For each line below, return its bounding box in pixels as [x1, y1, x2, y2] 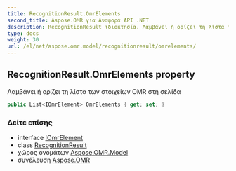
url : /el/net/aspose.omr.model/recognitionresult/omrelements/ [7, 43, 197, 50]
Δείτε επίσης [7, 117, 53, 127]
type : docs [7, 29, 39, 37]
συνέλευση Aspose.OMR [17, 156, 91, 164]
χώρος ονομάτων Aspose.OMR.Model [17, 148, 129, 156]
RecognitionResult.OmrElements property [7, 69, 195, 81]
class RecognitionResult [17, 141, 87, 149]
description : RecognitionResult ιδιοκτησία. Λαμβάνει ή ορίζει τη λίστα [7, 23, 225, 30]
